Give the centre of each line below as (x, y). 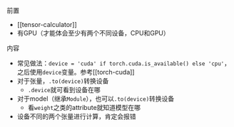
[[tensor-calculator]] (47, 24)
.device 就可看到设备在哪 (64, 90)
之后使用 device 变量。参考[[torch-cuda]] (76, 72)
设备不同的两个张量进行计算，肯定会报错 (76, 116)
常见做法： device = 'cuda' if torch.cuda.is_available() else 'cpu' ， (124, 63)
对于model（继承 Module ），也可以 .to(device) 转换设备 (96, 99)
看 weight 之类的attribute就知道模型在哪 (84, 107)
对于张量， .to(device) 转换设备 (63, 81)
